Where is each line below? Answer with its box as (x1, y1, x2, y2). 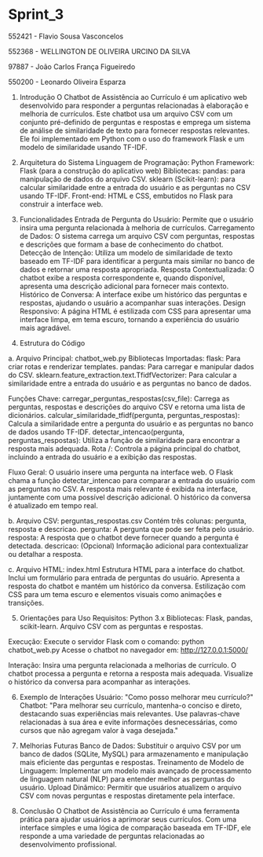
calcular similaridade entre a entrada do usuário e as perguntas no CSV (19, 182, 251, 192)
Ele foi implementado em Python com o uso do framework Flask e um (19, 134, 245, 143)
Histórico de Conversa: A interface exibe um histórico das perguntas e (19, 289, 247, 299)
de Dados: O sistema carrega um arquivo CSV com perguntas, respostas (19, 231, 255, 240)
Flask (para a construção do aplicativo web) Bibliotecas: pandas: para (19, 166, 246, 175)
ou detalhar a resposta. (8, 549, 83, 559)
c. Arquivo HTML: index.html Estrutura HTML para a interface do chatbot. (8, 564, 246, 574)
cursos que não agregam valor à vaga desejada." (19, 725, 179, 735)
